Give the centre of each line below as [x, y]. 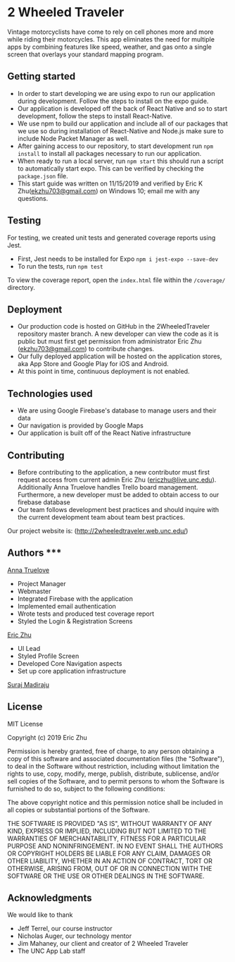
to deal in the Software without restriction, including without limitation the [113, 766]
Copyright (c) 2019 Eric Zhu [47, 737]
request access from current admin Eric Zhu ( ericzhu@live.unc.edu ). [117, 480]
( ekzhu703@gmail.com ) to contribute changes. [86, 349]
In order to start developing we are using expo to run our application [116, 93]
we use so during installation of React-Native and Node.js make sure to [120, 130]
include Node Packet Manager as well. [73, 138]
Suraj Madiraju [28, 684]
